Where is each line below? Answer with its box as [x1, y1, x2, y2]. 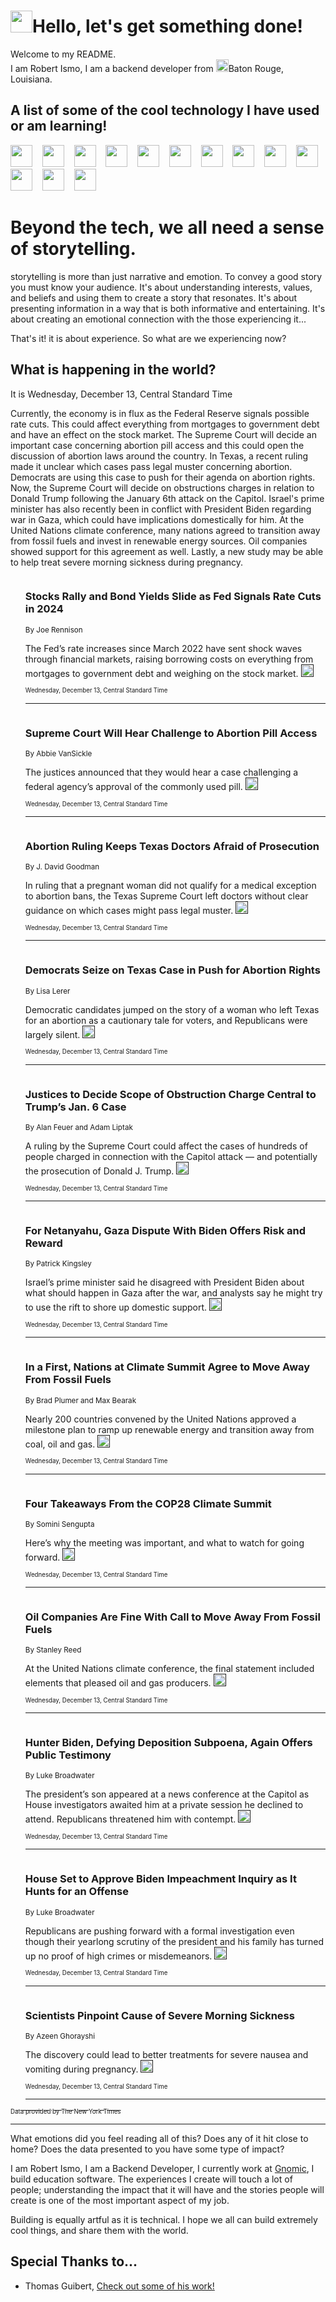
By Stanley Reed [24, 1645, 82, 1655]
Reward [24, 1236, 63, 1250]
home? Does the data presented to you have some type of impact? [10, 2143, 285, 2155]
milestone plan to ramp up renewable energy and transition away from [24, 1423, 315, 1435]
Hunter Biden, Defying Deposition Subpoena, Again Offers [24, 1736, 313, 1750]
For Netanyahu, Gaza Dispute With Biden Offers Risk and [24, 1223, 307, 1237]
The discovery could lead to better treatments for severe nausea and [24, 2049, 309, 2061]
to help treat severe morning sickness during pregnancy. [10, 556, 244, 568]
